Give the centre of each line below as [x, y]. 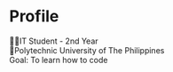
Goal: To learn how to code [59, 60]
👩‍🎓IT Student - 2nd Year [54, 41]
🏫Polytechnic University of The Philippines [87, 50]
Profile [34, 16]
